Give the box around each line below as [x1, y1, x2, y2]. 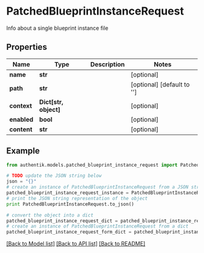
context [9, 102, 32, 110]
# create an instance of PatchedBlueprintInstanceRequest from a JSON [6, 184, 189, 190]
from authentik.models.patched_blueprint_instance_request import [6, 162, 178, 168]
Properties [6, 42, 47, 52]
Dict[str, [39, 97, 64, 106]
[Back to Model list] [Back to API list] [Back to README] [6, 240, 146, 248]
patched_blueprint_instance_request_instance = [6, 190, 129, 196]
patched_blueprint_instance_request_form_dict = [6, 229, 132, 235]
